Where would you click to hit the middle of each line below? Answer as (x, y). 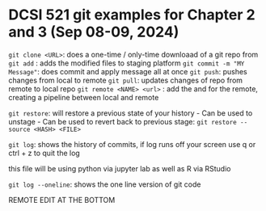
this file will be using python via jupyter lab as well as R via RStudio (120, 168)
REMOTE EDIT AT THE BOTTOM (62, 200)
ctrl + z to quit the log (44, 153)
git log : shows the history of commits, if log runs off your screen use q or (132, 144)
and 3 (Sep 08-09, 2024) (94, 32)
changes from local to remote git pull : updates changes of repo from (126, 80)
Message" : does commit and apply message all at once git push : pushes (128, 71)
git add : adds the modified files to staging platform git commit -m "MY (127, 63)
